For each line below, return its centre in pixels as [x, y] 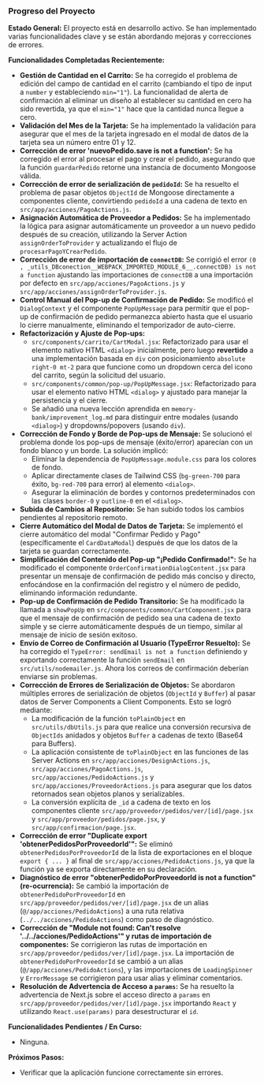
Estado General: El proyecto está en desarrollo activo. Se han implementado [132, 28]
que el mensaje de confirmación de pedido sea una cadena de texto [130, 618]
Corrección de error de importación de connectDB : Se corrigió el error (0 [138, 260]
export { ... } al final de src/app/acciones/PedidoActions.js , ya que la [137, 861]
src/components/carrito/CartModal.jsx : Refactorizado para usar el [140, 342]
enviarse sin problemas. [58, 677]
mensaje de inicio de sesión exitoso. [78, 635]
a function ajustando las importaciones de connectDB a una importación [136, 275]
